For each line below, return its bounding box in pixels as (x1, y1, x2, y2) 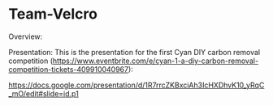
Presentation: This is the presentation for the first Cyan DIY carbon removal (8, 47, 261, 57)
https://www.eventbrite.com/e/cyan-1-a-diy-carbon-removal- (52, 56, 258, 66)
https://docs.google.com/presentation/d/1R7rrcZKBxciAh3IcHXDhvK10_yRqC (8, 80, 265, 90)
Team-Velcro (8, 5, 97, 23)
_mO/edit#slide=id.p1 (8, 88, 79, 98)
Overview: (8, 32, 43, 41)
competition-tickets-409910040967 (8, 64, 128, 74)
